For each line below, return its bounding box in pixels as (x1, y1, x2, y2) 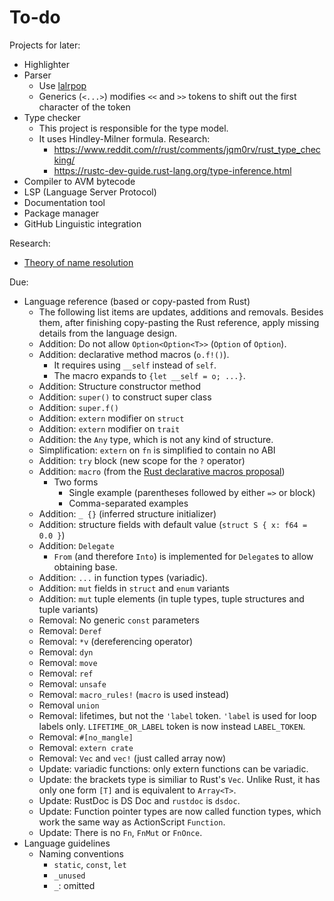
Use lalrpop (38, 79, 87, 91)
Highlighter (23, 58, 70, 70)
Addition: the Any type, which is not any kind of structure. (38, 433, 274, 445)
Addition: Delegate (38, 539, 115, 551)
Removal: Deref (38, 624, 102, 636)
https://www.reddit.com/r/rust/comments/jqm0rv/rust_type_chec (53, 143, 321, 155)
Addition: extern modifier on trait (38, 422, 181, 435)
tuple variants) (38, 603, 99, 615)
